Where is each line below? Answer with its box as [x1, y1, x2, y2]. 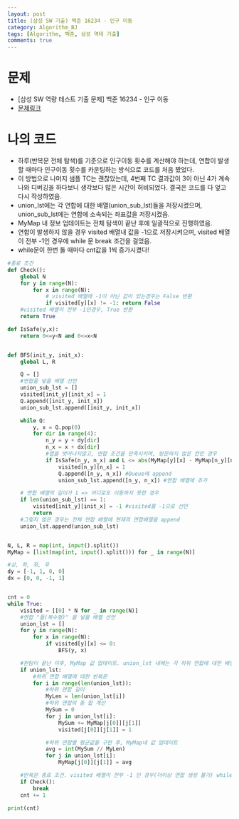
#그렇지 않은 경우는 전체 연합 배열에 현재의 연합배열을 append [20, 516, 180, 523]
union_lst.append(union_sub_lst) [20, 522, 119, 530]
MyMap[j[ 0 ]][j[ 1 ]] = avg [58, 759, 132, 766]
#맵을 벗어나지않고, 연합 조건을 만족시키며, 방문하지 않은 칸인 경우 [45, 450, 217, 457]
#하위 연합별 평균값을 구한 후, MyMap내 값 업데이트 [45, 739, 179, 746]
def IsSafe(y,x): [7, 325, 59, 332]
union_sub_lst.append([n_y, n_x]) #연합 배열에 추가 [58, 477, 208, 484]
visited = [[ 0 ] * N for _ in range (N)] [20, 607, 139, 614]
